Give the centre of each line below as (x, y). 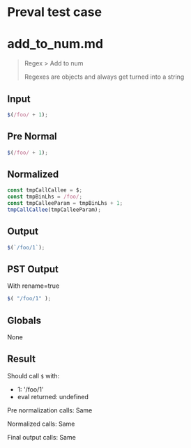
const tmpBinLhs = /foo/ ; (45, 197)
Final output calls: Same (42, 437)
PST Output (33, 269)
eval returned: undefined (53, 396)
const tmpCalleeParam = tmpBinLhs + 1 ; (65, 203)
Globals (24, 320)
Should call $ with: (33, 376)
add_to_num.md (55, 44)
